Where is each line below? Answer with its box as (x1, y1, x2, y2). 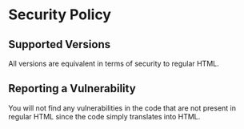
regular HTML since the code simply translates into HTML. (8, 111, 201, 121)
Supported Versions (8, 38, 110, 51)
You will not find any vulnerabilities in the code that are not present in (8, 103, 236, 113)
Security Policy (8, 6, 112, 24)
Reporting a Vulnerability (8, 82, 136, 95)
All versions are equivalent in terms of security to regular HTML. (8, 58, 220, 68)
